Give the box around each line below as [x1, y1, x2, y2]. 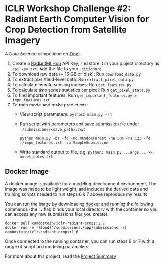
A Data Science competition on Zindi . [5, 51, 81, 57]
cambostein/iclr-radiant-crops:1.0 [5, 229, 79, 234]
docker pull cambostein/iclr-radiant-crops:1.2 [5, 221, 105, 226]
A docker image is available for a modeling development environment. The [5, 180, 157, 186]
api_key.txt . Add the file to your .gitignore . [12, 65, 103, 72]
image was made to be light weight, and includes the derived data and [5, 186, 148, 192]
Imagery [5, 35, 41, 46]
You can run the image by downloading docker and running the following [5, 201, 153, 207]
